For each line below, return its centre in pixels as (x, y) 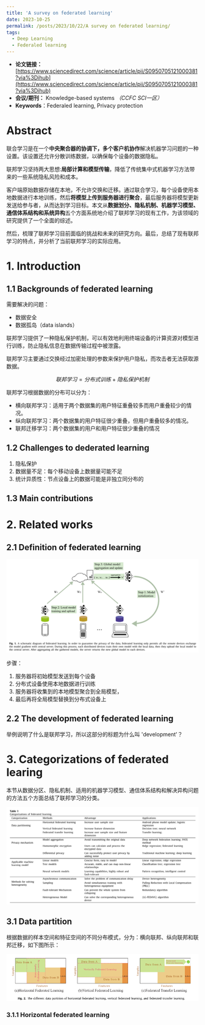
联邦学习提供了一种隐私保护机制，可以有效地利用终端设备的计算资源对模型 (100, 338)
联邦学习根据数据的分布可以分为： (49, 392)
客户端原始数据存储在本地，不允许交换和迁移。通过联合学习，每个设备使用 (100, 189)
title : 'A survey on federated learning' (60, 13)
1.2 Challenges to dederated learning (78, 448)
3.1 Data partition (39, 922)
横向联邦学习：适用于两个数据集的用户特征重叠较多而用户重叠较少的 (101, 405)
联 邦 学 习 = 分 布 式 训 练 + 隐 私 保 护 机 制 (103, 379)
